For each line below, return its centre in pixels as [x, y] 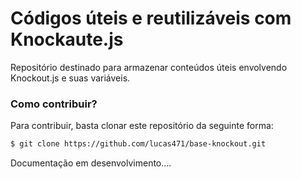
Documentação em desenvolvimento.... [91, 163]
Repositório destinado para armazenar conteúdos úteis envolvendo [149, 67]
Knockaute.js [67, 39]
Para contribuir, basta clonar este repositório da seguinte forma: [142, 126]
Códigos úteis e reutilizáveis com [151, 18]
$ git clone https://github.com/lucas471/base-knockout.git [138, 144]
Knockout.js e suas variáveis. [70, 78]
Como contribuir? [54, 104]
